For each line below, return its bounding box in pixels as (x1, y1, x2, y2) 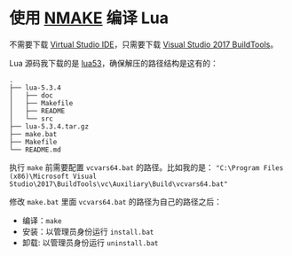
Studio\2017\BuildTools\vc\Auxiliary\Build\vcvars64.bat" (9, 179, 228, 189)
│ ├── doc (9, 90, 53, 100)
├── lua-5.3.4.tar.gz (9, 121, 90, 131)
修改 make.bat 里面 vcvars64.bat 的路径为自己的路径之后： (9, 196, 222, 206)
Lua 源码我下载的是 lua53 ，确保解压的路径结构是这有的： (9, 58, 219, 68)
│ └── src (9, 114, 53, 123)
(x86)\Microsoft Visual (9, 172, 98, 181)
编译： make (21, 214, 62, 226)
